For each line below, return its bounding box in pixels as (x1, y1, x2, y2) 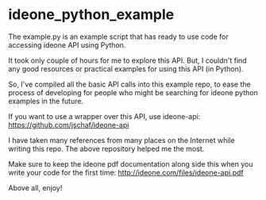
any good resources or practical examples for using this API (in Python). (8, 63, 244, 73)
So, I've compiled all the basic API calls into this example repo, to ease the (8, 79, 252, 89)
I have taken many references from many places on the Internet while (8, 135, 236, 144)
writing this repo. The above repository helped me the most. (8, 144, 205, 153)
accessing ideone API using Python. (8, 40, 126, 49)
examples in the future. (8, 96, 84, 106)
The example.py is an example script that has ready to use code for (8, 32, 229, 41)
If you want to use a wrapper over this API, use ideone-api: (8, 111, 201, 121)
